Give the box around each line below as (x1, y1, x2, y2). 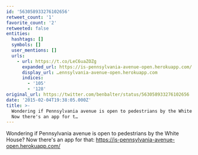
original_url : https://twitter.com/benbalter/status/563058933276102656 (6, 91, 190, 97)
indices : (21, 75, 44, 81)
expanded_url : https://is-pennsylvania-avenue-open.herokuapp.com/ (21, 64, 193, 70)
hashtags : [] (11, 36, 44, 42)
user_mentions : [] (11, 48, 58, 53)
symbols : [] (11, 42, 41, 48)
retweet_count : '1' (6, 14, 55, 20)
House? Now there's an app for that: (6, 136, 95, 143)
